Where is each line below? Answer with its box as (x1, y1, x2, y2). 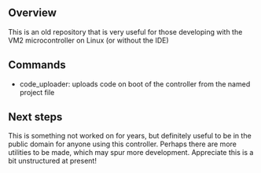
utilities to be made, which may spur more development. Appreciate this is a (8, 148, 254, 157)
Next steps (8, 110, 63, 124)
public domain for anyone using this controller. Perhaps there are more (8, 139, 237, 149)
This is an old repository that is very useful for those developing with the (8, 27, 243, 36)
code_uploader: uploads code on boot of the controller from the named (19, 79, 251, 89)
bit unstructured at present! (8, 156, 97, 166)
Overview (8, 6, 57, 20)
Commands (8, 58, 67, 72)
